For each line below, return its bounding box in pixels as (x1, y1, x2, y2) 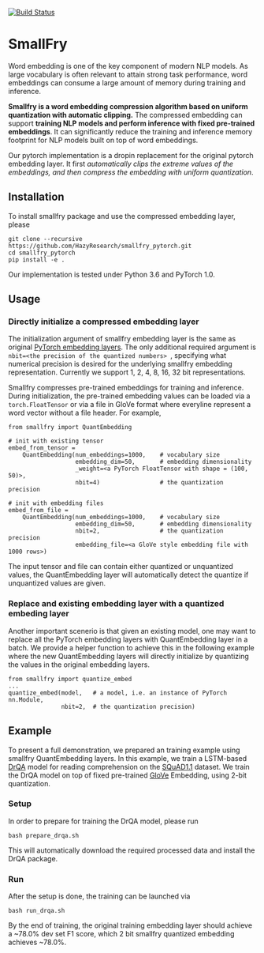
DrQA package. (8, 853, 58, 863)
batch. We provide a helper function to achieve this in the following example (8, 642, 255, 652)
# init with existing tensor (8, 437, 104, 446)
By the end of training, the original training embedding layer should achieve (8, 921, 253, 930)
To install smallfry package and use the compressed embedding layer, (8, 211, 236, 220)
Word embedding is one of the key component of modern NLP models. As (8, 61, 248, 70)
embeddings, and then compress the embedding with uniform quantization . (8, 167, 254, 177)
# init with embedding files (8, 499, 104, 507)
